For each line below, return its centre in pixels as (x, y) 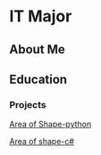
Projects (28, 104)
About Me (37, 49)
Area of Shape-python (50, 124)
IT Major (41, 16)
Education (38, 79)
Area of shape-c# (42, 142)
